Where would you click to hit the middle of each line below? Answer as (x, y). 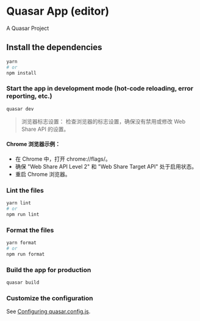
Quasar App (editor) (58, 11)
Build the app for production (49, 270)
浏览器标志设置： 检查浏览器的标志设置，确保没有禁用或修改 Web (103, 121)
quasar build (23, 282)
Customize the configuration (50, 298)
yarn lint (19, 203)
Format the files (30, 230)
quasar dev (20, 109)
